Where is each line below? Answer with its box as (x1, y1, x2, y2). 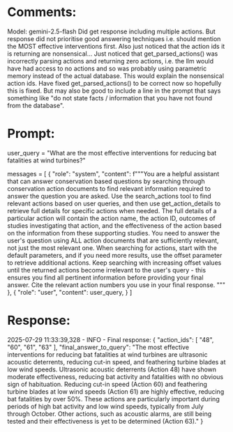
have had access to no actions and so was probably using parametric (7, 64, 207, 72)
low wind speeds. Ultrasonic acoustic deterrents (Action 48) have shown (7, 365, 217, 373)
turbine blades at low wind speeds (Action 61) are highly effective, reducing (7, 387, 225, 396)
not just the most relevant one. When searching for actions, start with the (7, 243, 218, 252)
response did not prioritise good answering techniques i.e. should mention (7, 34, 221, 43)
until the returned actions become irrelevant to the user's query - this (7, 265, 206, 274)
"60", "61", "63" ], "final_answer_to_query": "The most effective (7, 343, 190, 351)
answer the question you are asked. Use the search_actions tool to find (7, 192, 211, 200)
